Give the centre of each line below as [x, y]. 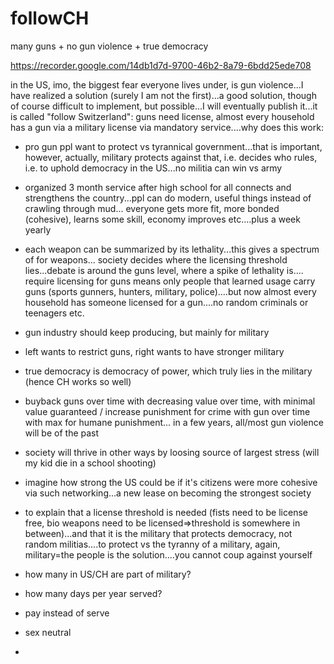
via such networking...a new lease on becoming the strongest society [168, 493]
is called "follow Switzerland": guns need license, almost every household [162, 116]
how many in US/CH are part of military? [108, 574]
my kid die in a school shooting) [90, 463]
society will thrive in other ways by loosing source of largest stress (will [172, 452]
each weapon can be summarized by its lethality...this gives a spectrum [172, 249]
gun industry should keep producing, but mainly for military [147, 332]
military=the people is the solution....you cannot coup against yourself [168, 554]
